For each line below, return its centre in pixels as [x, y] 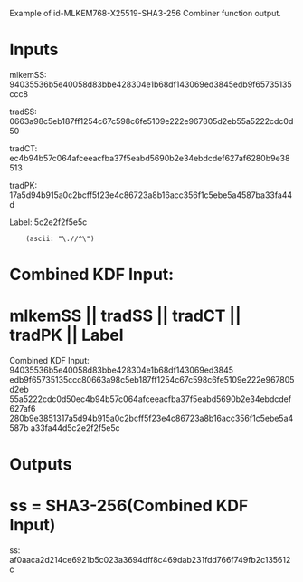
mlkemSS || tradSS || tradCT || [125, 316]
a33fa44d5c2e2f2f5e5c [75, 428]
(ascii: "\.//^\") [60, 238]
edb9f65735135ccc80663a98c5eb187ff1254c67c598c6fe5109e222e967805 [152, 380]
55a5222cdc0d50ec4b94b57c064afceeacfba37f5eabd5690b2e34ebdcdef [151, 399]
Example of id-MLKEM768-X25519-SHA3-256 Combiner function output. [146, 13]
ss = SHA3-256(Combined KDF [129, 506]
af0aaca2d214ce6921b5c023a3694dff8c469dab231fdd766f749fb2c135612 [150, 560]
